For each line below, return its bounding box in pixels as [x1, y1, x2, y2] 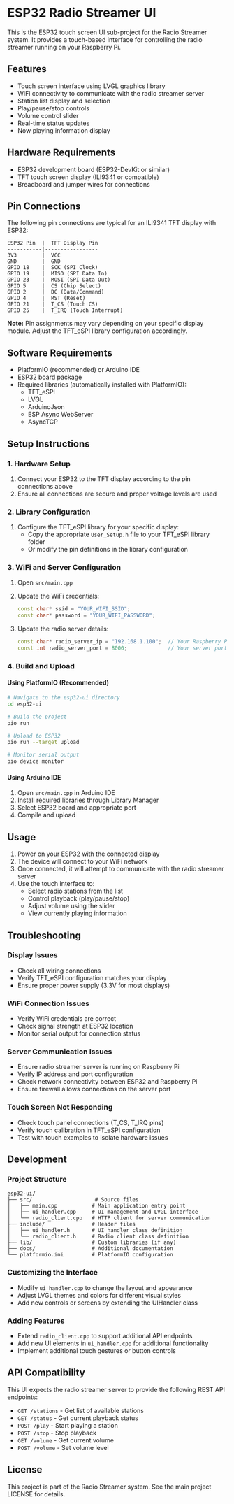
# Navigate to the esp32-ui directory [7, 694, 120, 701]
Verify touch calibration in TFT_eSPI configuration [17, 1126, 161, 1134]
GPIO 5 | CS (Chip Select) [7, 282, 101, 289]
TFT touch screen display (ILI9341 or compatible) [17, 173, 159, 181]
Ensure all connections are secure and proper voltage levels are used [17, 489, 217, 498]
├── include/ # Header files [7, 1221, 136, 1228]
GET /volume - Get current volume [17, 1435, 114, 1445]
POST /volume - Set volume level [17, 1443, 110, 1452]
